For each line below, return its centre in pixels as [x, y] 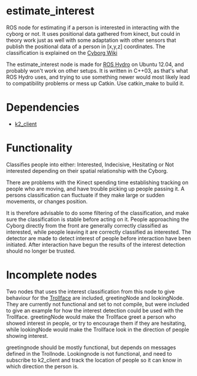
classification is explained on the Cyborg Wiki [62, 52]
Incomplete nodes [52, 275]
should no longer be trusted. [41, 251]
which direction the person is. [42, 366]
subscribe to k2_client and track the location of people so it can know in [94, 360]
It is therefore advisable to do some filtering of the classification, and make [98, 213]
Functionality [39, 148]
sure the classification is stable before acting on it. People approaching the [98, 219]
